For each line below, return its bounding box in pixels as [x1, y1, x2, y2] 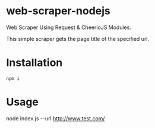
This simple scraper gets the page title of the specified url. [6, 35, 150, 42]
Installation [6, 56, 63, 69]
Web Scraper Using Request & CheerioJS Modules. [6, 24, 132, 31]
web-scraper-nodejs [6, 4, 111, 18]
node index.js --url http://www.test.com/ [6, 114, 105, 122]
